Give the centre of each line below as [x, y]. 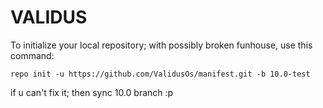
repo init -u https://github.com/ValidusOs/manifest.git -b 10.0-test [160, 74]
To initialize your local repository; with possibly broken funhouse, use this [161, 45]
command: [32, 55]
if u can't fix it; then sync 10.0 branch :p [92, 92]
